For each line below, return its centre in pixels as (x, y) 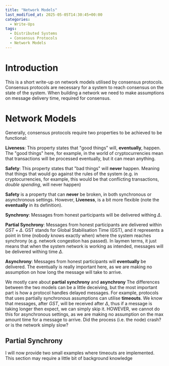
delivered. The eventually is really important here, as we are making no (79, 267)
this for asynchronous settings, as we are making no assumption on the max (84, 314)
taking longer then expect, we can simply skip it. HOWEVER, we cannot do (82, 309)
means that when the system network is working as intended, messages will (84, 246)
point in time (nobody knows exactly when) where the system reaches (78, 235)
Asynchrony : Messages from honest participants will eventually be (76, 261)
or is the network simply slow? (37, 325)
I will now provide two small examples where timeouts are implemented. (80, 353)
